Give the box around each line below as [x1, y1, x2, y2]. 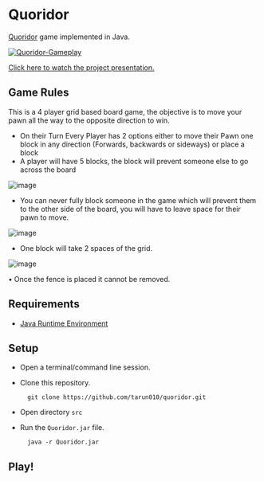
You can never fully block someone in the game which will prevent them [19, 195, 257, 205]
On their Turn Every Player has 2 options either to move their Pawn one [19, 131, 254, 140]
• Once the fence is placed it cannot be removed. [8, 274, 171, 284]
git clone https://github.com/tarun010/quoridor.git [27, 393, 207, 401]
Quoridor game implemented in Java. [8, 32, 130, 41]
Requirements [8, 297, 80, 311]
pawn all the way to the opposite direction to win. [8, 115, 170, 125]
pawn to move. [19, 213, 69, 222]
